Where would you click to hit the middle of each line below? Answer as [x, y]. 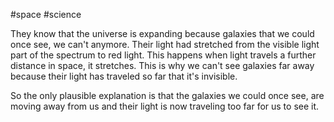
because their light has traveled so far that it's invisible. [124, 76]
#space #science [46, 14]
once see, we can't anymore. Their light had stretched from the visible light [165, 44]
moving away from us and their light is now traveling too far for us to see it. [165, 106]
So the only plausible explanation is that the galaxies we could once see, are [167, 95]
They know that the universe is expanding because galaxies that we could [162, 33]
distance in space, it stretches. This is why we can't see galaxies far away [162, 65]
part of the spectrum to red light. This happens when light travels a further [163, 55]
